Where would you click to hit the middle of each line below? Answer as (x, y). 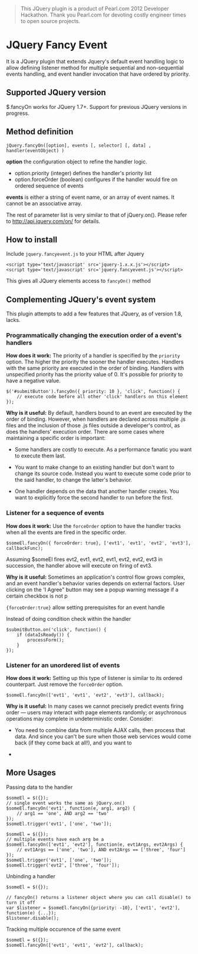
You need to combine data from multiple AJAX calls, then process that (100, 730)
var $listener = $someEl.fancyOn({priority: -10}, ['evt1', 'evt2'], (93, 908)
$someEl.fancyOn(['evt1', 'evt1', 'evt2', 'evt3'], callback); (85, 695)
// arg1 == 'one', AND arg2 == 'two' (63, 813)
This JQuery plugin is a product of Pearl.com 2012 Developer (95, 9)
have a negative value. (33, 381)
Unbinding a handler (31, 876)
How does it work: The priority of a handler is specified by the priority (93, 356)
